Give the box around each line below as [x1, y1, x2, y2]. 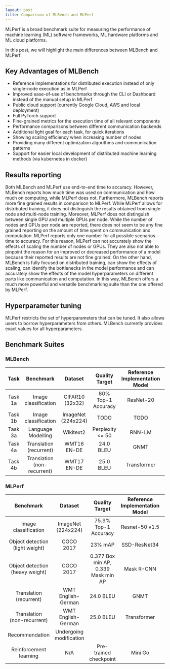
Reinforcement [11, 646, 47, 653]
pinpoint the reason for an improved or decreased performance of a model [5, 249, 161, 255]
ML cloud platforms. [5, 37, 47, 43]
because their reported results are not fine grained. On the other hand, [5, 254, 152, 261]
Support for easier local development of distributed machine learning [12, 150, 157, 156]
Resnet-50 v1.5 [120, 523, 160, 530]
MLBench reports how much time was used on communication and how [5, 189, 155, 196]
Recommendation [8, 631, 50, 638]
